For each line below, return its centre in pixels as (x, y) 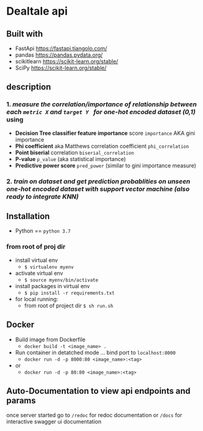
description (29, 87)
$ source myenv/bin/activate (61, 280)
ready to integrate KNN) (43, 197)
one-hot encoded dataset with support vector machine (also (98, 189)
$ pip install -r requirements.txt (69, 293)
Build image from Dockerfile (50, 339)
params (21, 400)
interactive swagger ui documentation (54, 422)
